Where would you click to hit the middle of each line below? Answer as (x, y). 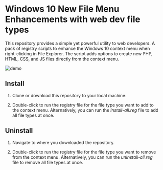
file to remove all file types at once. (47, 162)
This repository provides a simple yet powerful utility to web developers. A (80, 43)
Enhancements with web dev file (73, 19)
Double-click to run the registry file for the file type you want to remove (84, 152)
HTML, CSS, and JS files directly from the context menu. (62, 59)
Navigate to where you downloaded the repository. (63, 142)
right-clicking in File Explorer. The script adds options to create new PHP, (79, 53)
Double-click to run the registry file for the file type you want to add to (83, 105)
